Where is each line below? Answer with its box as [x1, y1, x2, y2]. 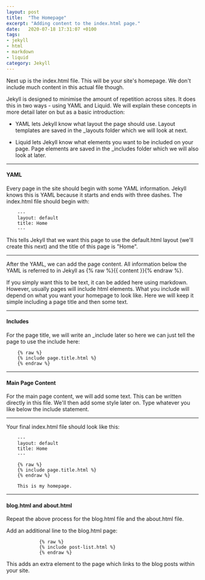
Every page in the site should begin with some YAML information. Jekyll [6, 185, 187, 192]
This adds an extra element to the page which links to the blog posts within [6, 560, 195, 568]
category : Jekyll [6, 60, 51, 66]
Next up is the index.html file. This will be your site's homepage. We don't [6, 77, 191, 84]
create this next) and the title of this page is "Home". [6, 243, 138, 250]
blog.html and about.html [6, 502, 72, 509]
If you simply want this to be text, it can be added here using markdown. [6, 279, 188, 286]
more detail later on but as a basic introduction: [6, 108, 125, 116]
